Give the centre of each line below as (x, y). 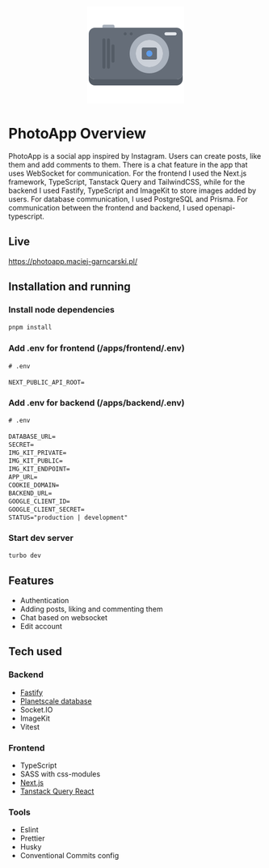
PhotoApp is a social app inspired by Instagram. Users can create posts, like (135, 155)
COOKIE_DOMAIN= (34, 485)
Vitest (30, 726)
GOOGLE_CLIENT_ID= (39, 501)
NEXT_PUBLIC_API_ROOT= (46, 382)
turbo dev (25, 556)
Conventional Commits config (69, 856)
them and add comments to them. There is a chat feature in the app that (128, 164)
